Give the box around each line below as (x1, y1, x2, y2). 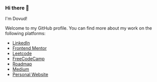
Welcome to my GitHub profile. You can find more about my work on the (5, 25, 152, 31)
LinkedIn (12, 40, 30, 46)
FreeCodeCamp (12, 56, 45, 62)
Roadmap (12, 61, 32, 67)
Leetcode (12, 50, 32, 56)
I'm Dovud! (5, 16, 28, 22)
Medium (12, 66, 30, 72)
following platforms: (5, 31, 46, 37)
